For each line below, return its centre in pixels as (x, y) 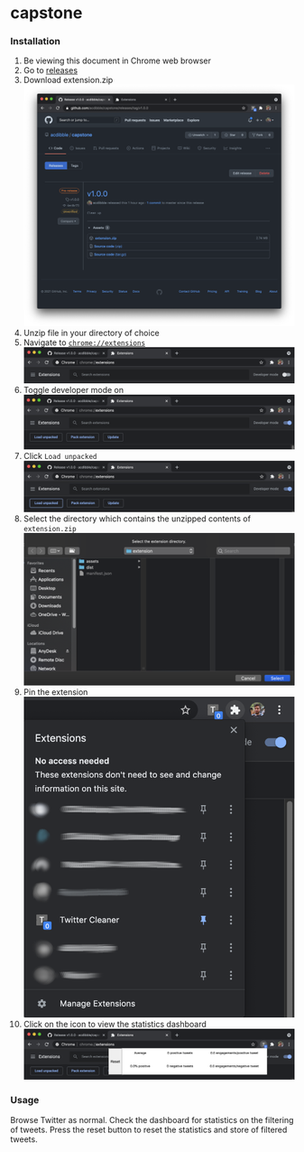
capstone (46, 13)
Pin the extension (55, 692)
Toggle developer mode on (74, 389)
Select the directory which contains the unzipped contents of (137, 519)
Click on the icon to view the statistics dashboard (115, 1024)
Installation (36, 42)
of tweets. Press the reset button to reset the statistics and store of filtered (149, 1129)
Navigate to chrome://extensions (84, 342)
